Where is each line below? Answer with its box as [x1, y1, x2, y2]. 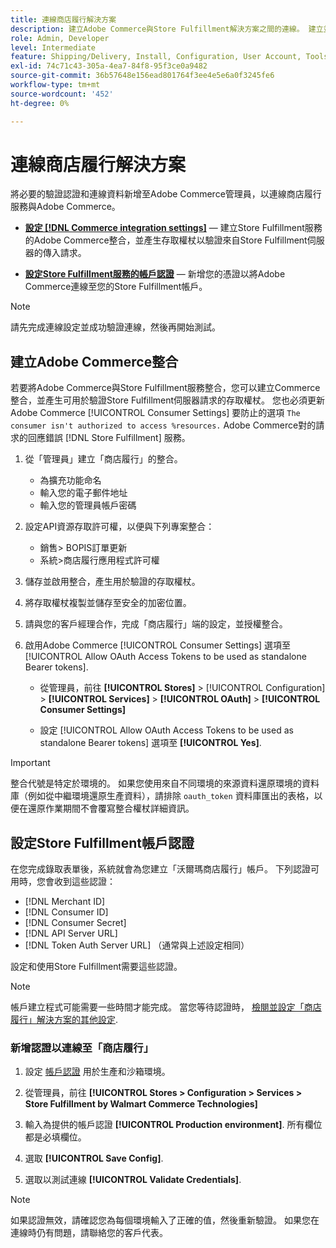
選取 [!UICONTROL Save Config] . [24, 1152, 164, 1165]
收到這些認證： [53, 876, 116, 888]
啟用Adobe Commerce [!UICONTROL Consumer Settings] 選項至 [24, 639, 292, 651]
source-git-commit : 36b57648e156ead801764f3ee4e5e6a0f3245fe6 [10, 71, 275, 81]
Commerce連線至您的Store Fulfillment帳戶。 [24, 281, 208, 293]
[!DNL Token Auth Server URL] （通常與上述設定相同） [24, 939, 250, 951]
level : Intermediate [10, 42, 97, 53]
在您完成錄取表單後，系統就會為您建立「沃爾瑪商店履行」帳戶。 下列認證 [10, 863, 311, 875]
